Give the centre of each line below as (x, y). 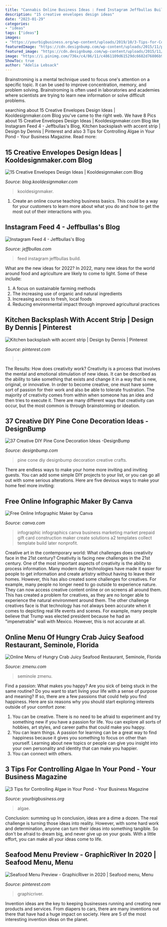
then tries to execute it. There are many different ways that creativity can (80, 400)
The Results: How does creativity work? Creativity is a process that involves (83, 368)
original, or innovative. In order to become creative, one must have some (80, 384)
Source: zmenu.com (26, 667)
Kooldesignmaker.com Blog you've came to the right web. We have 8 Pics (81, 115)
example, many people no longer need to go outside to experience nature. (81, 585)
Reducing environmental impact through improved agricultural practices (86, 304)
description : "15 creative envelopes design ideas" (60, 14)
